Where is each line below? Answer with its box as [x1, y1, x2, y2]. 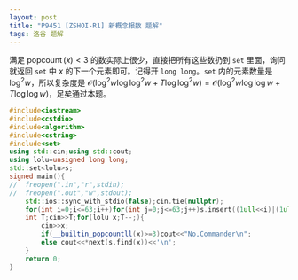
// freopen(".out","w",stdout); [9, 188, 133, 198]
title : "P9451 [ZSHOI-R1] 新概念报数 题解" [9, 21, 163, 30]
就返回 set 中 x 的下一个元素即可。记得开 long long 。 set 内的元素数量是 [9, 66, 273, 76]
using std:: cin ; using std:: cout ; [9, 147, 133, 156]
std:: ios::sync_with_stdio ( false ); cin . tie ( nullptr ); [25, 197, 224, 206]
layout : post [9, 12, 58, 22]
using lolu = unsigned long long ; [9, 156, 129, 165]
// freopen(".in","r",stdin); [9, 180, 125, 189]
